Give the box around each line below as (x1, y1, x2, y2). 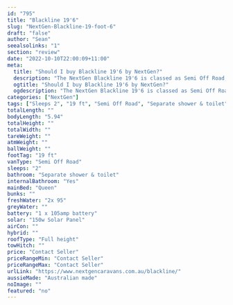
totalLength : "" (7, 107, 54, 114)
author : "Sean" (7, 36, 51, 43)
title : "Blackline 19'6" (7, 17, 79, 24)
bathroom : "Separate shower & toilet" (7, 171, 119, 178)
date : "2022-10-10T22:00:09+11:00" (7, 55, 110, 62)
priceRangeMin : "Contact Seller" (7, 255, 104, 262)
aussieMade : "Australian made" (7, 274, 98, 281)
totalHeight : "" (7, 119, 54, 127)
